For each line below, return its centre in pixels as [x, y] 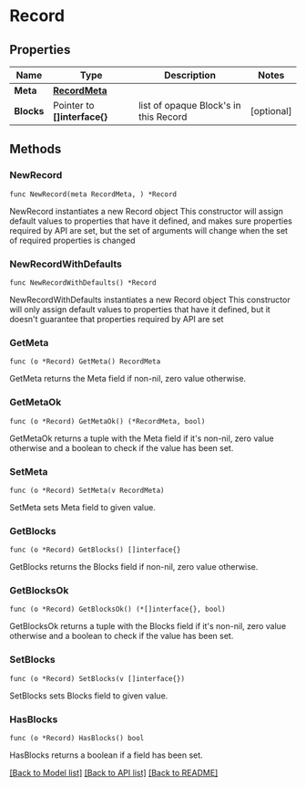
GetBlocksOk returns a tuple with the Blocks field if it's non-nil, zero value [148, 626]
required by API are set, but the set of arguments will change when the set [149, 230]
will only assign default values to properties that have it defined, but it [140, 309]
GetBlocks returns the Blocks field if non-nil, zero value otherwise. [134, 567]
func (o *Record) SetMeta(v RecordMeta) [87, 490]
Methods [36, 149]
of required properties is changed [72, 240]
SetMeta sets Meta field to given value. [83, 507]
